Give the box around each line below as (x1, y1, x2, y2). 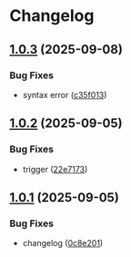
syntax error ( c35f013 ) (22, 89, 107, 100)
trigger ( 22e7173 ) (22, 163, 88, 174)
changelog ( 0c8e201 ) (22, 238, 104, 249)
